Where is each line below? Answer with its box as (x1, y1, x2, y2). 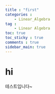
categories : (5, 12, 32, 17)
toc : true (5, 30, 26, 35)
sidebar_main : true (5, 44, 46, 49)
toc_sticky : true (5, 35, 43, 40)
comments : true (5, 40, 39, 45)
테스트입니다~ (5, 83, 32, 89)
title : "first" (5, 7, 39, 12)
